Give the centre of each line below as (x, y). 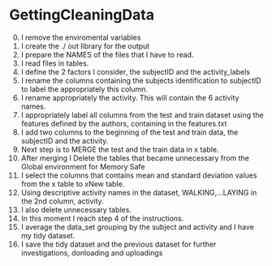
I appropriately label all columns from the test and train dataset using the (142, 114)
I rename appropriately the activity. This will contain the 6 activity (130, 97)
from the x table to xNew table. (73, 183)
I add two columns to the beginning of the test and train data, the (130, 132)
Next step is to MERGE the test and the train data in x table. (120, 149)
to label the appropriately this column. (84, 89)
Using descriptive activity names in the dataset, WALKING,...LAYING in (139, 192)
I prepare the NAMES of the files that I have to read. (107, 54)
